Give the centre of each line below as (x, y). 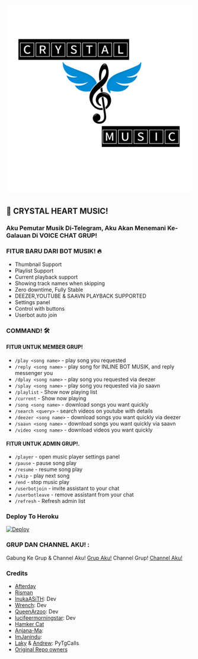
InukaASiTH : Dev (35, 599)
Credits (17, 573)
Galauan (18, 235)
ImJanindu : (28, 637)
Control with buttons (40, 308)
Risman (24, 593)
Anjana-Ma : (29, 630)
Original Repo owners (41, 649)
